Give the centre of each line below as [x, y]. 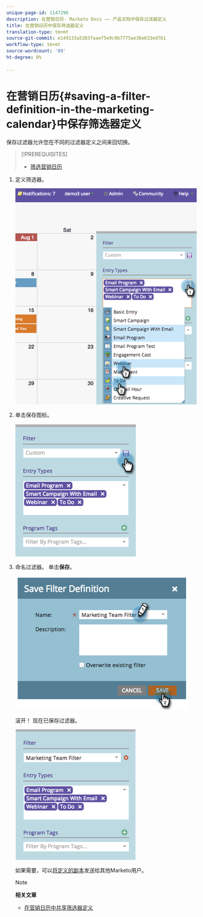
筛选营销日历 [46, 167]
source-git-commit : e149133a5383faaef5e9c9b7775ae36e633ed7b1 [86, 38]
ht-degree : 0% [24, 57]
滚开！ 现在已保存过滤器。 [47, 721]
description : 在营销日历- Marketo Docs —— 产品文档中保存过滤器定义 [87, 19]
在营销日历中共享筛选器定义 [59, 908]
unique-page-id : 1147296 [37, 13]
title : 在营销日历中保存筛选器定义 [45, 25]
